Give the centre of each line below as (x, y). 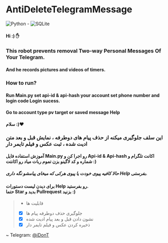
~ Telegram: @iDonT (27, 235)
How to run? (21, 83)
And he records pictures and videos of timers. (56, 70)
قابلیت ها (35, 203)
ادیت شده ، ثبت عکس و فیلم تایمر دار (47, 144)
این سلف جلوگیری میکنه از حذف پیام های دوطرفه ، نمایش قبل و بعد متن (84, 137)
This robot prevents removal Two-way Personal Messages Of (83, 51)
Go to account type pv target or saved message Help (63, 113)
